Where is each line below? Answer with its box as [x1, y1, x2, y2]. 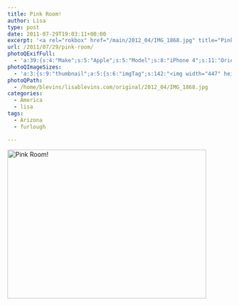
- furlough [14, 123, 46, 131]
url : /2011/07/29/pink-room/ [7, 44, 94, 51]
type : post [7, 24, 40, 31]
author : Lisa [7, 17, 46, 24]
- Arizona [14, 116, 43, 123]
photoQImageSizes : [7, 63, 62, 71]
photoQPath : [7, 76, 43, 84]
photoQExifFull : [7, 51, 55, 58]
